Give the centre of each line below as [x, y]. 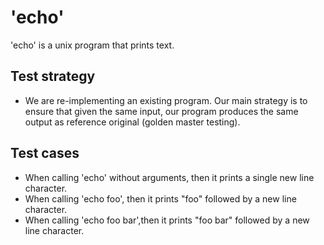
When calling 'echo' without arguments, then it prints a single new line [169, 177]
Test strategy [53, 76]
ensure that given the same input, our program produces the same [161, 111]
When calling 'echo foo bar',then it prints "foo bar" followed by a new [167, 220]
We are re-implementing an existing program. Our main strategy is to [166, 100]
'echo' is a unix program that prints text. [92, 45]
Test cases [45, 153]
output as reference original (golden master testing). [132, 122]
